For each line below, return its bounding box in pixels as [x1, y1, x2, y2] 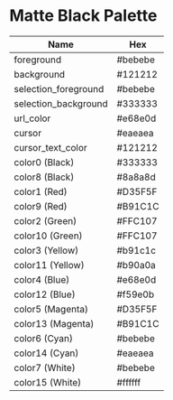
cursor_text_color [14, 141, 87, 153]
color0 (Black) [14, 155, 75, 168]
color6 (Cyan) [14, 331, 74, 344]
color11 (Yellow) [14, 258, 85, 271]
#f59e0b [116, 288, 155, 301]
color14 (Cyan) [14, 347, 79, 359]
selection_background [14, 97, 108, 109]
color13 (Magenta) [14, 317, 95, 330]
